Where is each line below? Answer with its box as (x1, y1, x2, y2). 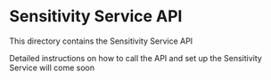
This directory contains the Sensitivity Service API (9, 36, 193, 46)
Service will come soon (9, 62, 95, 73)
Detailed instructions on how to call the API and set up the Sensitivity (9, 52, 263, 63)
